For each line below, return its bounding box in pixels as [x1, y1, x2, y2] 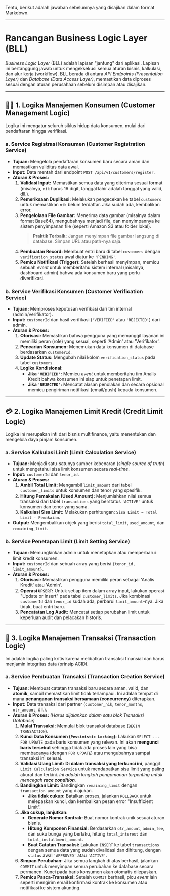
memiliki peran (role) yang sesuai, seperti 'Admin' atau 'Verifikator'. [20, 338, 160, 345]
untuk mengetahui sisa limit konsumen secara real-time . [12, 466, 130, 472]
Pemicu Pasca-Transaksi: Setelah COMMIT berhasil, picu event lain [20, 874, 157, 880]
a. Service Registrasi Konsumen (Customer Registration [5, 140, 145, 147]
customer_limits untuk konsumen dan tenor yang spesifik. [20, 487, 142, 493]
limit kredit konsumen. [12, 555, 59, 561]
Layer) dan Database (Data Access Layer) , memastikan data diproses [5, 76, 151, 82]
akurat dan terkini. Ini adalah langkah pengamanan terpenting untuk [20, 771, 163, 777]
